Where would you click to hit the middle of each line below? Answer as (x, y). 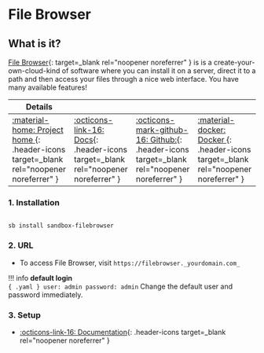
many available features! (48, 87)
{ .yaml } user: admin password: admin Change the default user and (121, 286)
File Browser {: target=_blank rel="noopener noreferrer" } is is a (110, 62)
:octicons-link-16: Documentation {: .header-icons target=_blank (123, 332)
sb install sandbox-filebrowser (61, 226)
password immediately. (46, 294)
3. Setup (24, 314)
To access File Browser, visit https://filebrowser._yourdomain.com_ (130, 263)
